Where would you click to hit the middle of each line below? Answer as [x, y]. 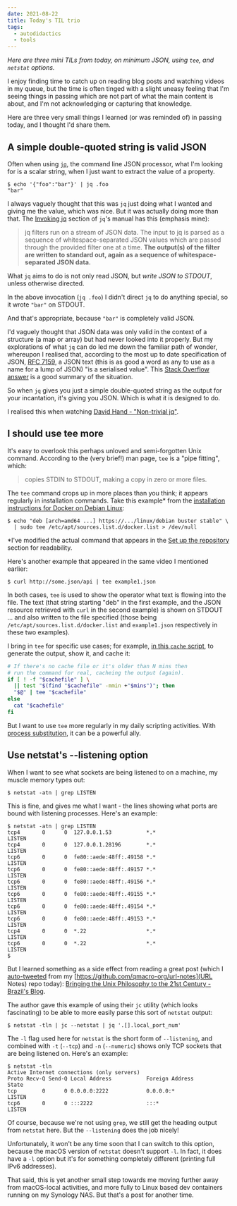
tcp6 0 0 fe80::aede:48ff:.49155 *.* [82, 894]
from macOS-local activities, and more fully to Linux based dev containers [115, 1187]
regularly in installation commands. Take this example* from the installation [116, 500]
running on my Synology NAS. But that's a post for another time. [101, 1195]
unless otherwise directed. [46, 283]
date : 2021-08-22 [33, 14]
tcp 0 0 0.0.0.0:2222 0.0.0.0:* [91, 1091]
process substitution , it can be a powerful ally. [74, 733]
